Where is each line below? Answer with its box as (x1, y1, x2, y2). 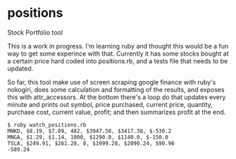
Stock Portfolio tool (7, 28, 63, 37)
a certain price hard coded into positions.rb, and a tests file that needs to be (7, 56, 228, 65)
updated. (7, 64, 34, 72)
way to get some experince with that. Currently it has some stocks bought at (7, 49, 229, 58)
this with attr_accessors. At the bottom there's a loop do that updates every (7, 93, 226, 101)
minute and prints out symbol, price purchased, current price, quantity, (7, 100, 213, 108)
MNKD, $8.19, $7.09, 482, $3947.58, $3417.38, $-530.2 (7, 127, 172, 134)
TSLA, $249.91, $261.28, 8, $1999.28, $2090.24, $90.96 (7, 139, 175, 147)
